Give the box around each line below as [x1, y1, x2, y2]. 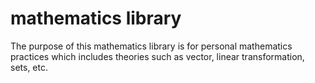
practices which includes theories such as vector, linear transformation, [10, 50, 305, 62]
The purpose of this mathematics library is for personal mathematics [10, 40, 293, 52]
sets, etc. [10, 61, 48, 73]
